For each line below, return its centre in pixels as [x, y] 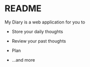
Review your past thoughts [39, 41]
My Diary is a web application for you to [45, 22]
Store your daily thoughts [37, 31]
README [23, 9]
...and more [23, 60]
